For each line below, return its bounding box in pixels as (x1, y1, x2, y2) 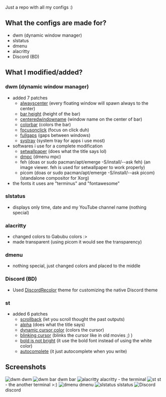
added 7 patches (12, 95, 48, 101)
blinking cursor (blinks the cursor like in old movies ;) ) (20, 332, 133, 338)
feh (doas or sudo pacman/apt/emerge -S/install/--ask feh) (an (20, 158, 151, 165)
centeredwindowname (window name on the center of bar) (20, 116, 142, 122)
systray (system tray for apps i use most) (20, 137, 105, 143)
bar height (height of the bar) (20, 111, 80, 117)
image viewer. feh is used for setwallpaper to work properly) (20, 164, 145, 170)
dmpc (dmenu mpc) (20, 153, 61, 160)
